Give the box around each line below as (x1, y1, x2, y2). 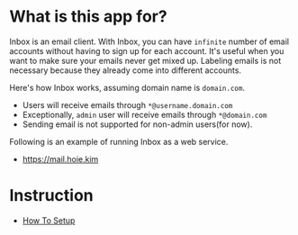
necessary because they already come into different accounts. (9, 65, 241, 76)
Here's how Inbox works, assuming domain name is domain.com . (9, 82, 246, 93)
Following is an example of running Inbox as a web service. (9, 136, 229, 147)
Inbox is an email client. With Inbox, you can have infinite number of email (9, 36, 290, 47)
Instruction (9, 185, 94, 206)
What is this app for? (9, 6, 168, 27)
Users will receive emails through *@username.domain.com (22, 99, 233, 110)
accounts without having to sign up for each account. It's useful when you (9, 45, 284, 56)
